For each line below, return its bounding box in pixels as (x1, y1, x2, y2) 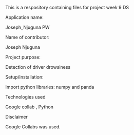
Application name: (5, 14, 44, 20)
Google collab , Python (5, 104, 54, 110)
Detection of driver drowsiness (5, 64, 71, 70)
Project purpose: (5, 54, 41, 60)
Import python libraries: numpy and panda (5, 84, 94, 90)
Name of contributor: (5, 34, 50, 40)
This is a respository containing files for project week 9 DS (5, 5, 129, 10)
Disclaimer (5, 114, 28, 120)
